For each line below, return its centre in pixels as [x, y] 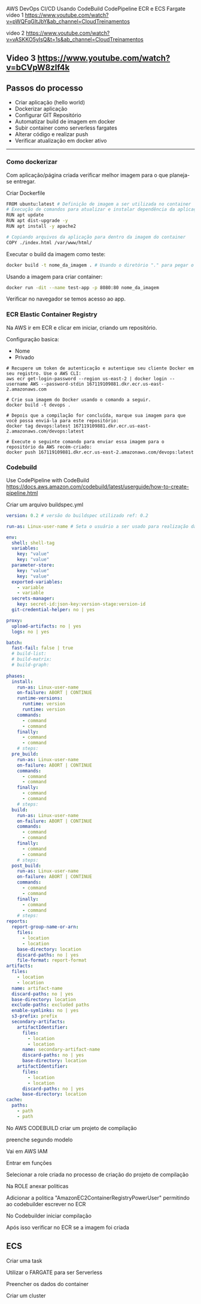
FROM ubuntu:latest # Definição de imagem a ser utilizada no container [99, 204]
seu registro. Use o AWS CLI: [44, 373]
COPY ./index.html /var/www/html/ [49, 242]
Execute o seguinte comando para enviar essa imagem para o [88, 441]
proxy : [14, 620]
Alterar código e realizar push [51, 134]
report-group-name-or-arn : [45, 927]
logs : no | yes [31, 632]
